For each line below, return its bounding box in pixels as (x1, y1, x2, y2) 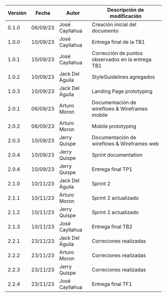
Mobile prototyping (91, 123, 137, 129)
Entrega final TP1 (91, 166, 133, 173)
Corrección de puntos (91, 50, 143, 56)
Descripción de (107, 6, 144, 13)
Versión (7, 9, 27, 16)
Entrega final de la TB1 (91, 38, 145, 45)
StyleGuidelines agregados (91, 73, 155, 80)
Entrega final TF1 (91, 281, 133, 288)
